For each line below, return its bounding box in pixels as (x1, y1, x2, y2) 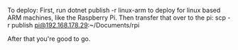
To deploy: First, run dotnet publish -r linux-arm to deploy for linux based (7, 6, 221, 14)
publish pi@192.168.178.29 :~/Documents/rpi (11, 21, 140, 29)
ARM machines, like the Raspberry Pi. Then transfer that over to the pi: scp (7, 13, 226, 22)
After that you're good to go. (7, 35, 91, 43)
